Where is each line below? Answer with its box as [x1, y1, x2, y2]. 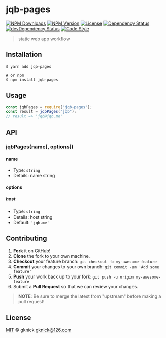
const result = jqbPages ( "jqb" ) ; [6, 109, 77, 114]
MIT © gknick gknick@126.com [6, 327, 72, 333]
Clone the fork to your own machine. [13, 253, 90, 259]
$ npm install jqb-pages [6, 77, 58, 82]
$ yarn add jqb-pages [6, 64, 52, 69]
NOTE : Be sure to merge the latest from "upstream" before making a [18, 293, 161, 299]
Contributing [6, 234, 47, 242]
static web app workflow [18, 36, 70, 42]
